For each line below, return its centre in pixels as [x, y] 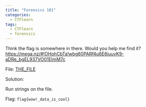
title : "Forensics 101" [31, 10]
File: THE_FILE [20, 69]
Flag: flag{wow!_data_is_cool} [38, 99]
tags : [11, 24]
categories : [18, 15]
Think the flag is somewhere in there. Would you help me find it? [73, 48]
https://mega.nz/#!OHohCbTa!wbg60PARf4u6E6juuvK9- [65, 54]
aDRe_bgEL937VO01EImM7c [35, 59]
